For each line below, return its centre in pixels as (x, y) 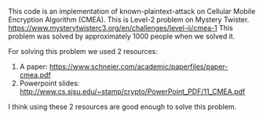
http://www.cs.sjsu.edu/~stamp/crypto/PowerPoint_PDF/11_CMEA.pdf (132, 92)
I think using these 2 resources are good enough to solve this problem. (122, 106)
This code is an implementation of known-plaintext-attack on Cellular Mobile (132, 11)
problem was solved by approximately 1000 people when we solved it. (122, 36)
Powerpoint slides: (49, 83)
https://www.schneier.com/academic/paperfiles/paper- (139, 67)
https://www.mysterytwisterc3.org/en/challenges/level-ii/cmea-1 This (121, 28)
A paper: (34, 67)
